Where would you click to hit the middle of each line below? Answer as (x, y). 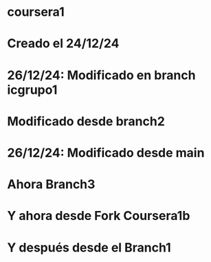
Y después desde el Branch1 (89, 247)
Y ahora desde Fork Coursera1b (99, 216)
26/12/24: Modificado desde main (106, 153)
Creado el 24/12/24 (63, 44)
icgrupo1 (32, 90)
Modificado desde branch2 (86, 121)
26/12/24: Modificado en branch (101, 75)
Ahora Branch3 (51, 184)
